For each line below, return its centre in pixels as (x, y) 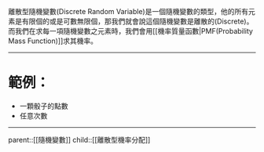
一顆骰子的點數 (44, 106)
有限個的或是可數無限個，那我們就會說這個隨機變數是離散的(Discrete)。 (137, 21)
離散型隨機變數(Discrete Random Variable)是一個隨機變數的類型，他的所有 (128, 11)
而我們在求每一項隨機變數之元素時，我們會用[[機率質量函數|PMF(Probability (131, 31)
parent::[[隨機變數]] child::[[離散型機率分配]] (79, 139)
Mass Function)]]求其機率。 (53, 41)
